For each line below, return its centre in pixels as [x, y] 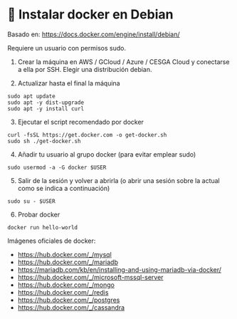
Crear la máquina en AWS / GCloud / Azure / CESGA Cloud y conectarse [123, 62]
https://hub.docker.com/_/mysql [64, 254]
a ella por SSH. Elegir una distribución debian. [85, 69]
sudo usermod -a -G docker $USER [57, 167]
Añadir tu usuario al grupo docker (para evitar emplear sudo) [107, 154]
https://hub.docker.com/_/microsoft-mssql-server [90, 277]
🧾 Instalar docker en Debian [90, 15]
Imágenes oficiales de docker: [52, 241]
